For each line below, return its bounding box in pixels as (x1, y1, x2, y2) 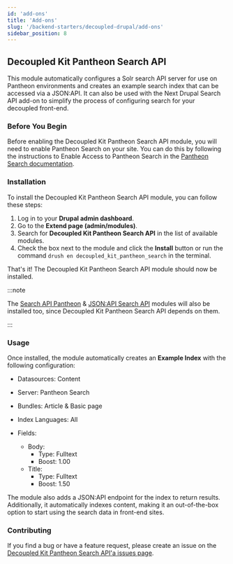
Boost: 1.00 (38, 457, 71, 465)
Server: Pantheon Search (17, 388, 90, 396)
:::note (7, 285, 26, 294)
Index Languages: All (17, 415, 78, 423)
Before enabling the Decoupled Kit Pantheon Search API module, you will (7, 137, 218, 146)
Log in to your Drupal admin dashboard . (17, 214, 135, 223)
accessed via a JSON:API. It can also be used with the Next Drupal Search (7, 89, 221, 98)
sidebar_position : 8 (7, 29, 68, 37)
